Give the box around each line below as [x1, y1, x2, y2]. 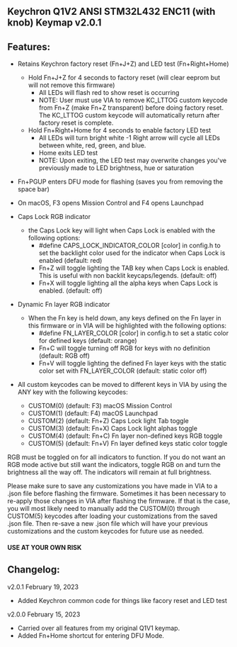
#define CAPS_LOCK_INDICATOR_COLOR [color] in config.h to [38, 241, 221, 250]
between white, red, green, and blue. [38, 141, 146, 150]
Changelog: [7, 563, 60, 576]
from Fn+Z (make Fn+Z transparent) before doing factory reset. [38, 103, 224, 112]
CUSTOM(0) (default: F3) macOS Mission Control [28, 402, 172, 410]
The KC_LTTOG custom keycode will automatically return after [38, 111, 220, 120]
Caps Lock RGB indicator [17, 213, 91, 221]
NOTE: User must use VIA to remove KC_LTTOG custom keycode [38, 96, 228, 105]
